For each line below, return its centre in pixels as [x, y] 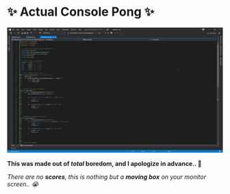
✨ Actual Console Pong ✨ [81, 12]
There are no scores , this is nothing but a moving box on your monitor [107, 177]
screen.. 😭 [23, 184]
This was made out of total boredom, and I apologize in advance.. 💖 [104, 164]
